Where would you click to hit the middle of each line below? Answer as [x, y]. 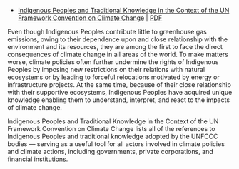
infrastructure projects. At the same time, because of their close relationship [119, 84]
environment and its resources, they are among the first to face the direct [115, 47]
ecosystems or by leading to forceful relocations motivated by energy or [113, 77]
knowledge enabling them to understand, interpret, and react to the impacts [119, 100]
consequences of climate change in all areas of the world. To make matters [118, 54]
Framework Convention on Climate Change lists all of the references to [111, 129]
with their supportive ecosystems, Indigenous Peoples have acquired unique [120, 92]
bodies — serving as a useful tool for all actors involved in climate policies [116, 144]
